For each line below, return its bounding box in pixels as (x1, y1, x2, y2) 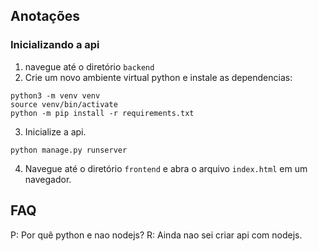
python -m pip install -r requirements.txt (10, 108, 195, 118)
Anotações (10, 8, 81, 25)
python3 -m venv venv (10, 90, 101, 101)
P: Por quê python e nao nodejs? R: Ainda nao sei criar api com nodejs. (10, 229, 303, 241)
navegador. (24, 173, 72, 185)
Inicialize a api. (24, 125, 87, 138)
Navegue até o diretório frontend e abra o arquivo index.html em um (24, 162, 308, 174)
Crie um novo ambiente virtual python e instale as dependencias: (24, 71, 293, 83)
